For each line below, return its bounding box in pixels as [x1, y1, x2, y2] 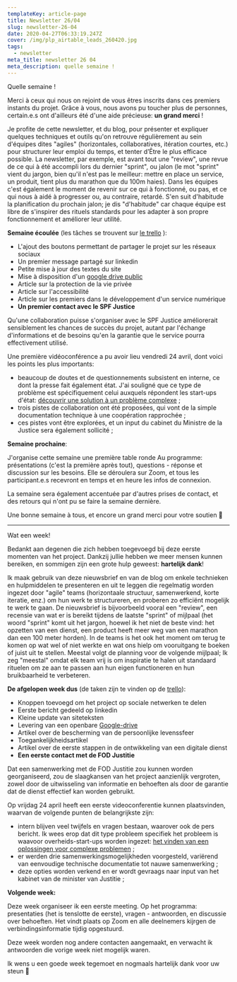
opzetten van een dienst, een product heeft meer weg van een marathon [7, 626, 219, 634]
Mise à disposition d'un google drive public [17, 272, 143, 280]
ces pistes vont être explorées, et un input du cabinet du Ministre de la [17, 418, 223, 427]
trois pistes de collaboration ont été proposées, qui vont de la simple [17, 403, 217, 412]
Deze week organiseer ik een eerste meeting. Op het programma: [7, 901, 197, 910]
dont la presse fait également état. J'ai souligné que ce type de [17, 381, 202, 389]
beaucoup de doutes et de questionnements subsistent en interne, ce [17, 373, 220, 381]
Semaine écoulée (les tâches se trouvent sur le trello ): [7, 228, 167, 237]
